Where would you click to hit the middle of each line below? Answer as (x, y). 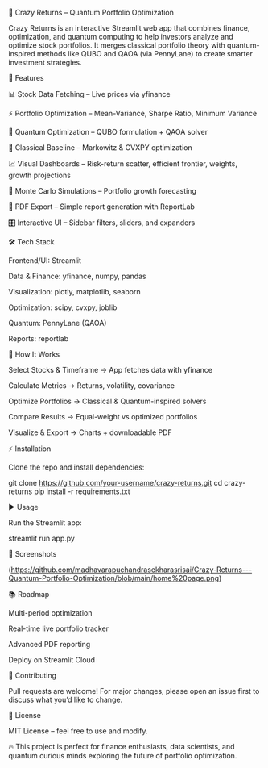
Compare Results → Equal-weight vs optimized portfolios (103, 417)
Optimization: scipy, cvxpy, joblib (63, 307)
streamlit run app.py (41, 538)
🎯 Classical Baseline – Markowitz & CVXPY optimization (100, 148)
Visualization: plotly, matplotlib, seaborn (74, 292)
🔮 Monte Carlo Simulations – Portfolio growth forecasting (103, 191)
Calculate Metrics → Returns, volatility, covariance (92, 386)
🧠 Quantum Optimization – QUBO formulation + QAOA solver (108, 132)
